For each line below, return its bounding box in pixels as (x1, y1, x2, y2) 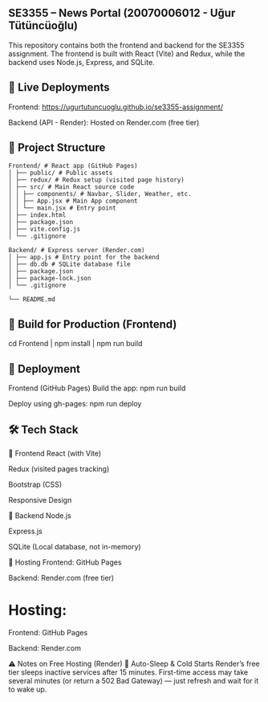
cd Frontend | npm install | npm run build (8, 339, 143, 349)
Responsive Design (8, 495, 72, 504)
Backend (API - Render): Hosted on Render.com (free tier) (8, 117, 200, 127)
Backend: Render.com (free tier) (8, 573, 115, 582)
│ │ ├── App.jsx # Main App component (8, 197, 138, 206)
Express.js (8, 526, 43, 536)
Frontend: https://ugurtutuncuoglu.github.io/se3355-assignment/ (8, 102, 223, 112)
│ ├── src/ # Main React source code (8, 183, 135, 191)
